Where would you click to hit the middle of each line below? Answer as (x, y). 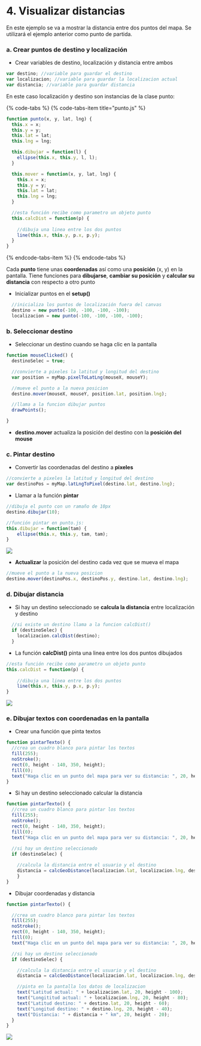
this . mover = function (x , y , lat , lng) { (64, 174)
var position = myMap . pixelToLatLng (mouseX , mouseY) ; (80, 377)
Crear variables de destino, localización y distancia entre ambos (94, 63)
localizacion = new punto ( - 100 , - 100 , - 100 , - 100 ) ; (77, 316)
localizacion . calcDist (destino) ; (59, 636)
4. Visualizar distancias (66, 11)
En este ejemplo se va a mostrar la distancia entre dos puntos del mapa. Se (99, 28)
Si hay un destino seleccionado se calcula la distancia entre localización (105, 607)
